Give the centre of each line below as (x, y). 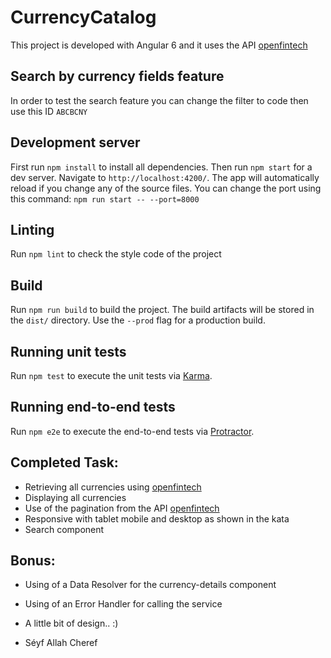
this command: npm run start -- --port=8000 (105, 198)
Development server (75, 142)
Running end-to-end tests (93, 407)
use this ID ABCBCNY (49, 111)
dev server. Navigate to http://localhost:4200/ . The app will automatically (165, 177)
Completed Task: (64, 462)
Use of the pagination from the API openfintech (122, 508)
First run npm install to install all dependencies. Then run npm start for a (161, 167)
